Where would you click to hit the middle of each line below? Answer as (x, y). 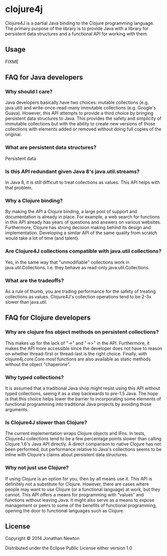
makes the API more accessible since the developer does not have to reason (84, 348)
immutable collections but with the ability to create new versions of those (80, 124)
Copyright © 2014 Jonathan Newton (42, 538)
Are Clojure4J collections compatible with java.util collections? (83, 251)
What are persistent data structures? (51, 147)
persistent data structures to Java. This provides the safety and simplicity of (83, 118)
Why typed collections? (34, 377)
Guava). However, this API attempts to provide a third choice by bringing (79, 113)
